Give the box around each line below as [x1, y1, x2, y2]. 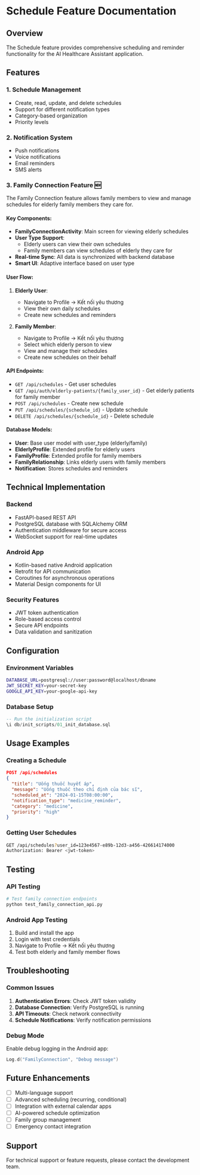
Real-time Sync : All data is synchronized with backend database [14, 253, 175, 261]
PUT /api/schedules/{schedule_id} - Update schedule [14, 406, 148, 413]
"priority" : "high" [11, 809, 60, 815]
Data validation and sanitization [14, 628, 93, 636]
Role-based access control [14, 615, 82, 623]
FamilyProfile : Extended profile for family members [14, 452, 142, 460]
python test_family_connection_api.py [6, 901, 103, 907]
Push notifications [14, 147, 60, 154]
